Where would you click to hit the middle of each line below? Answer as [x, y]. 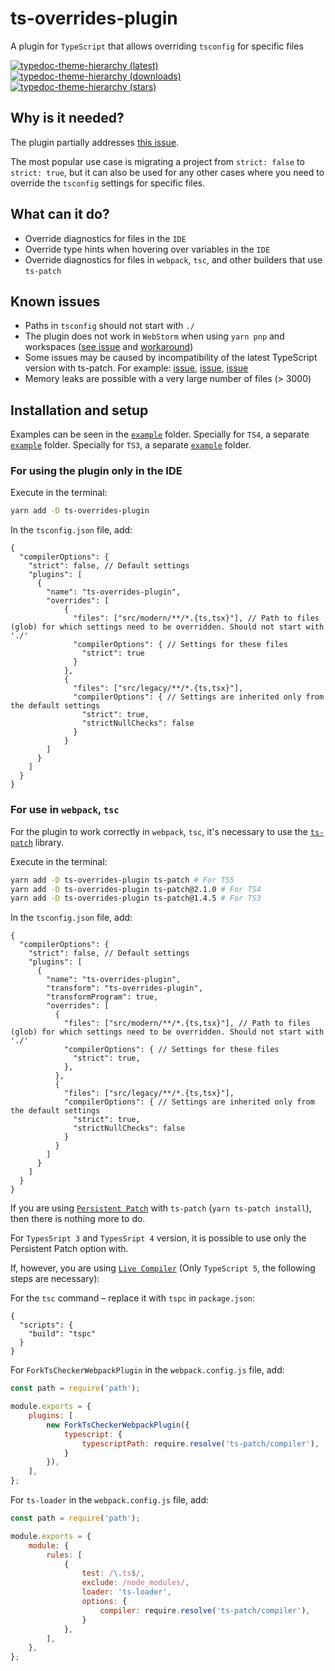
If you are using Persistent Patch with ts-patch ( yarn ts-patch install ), [161, 1208]
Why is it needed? [67, 118]
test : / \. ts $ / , [113, 1573]
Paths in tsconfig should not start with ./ [109, 326]
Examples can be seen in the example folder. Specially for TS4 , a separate [160, 434]
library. [49, 842]
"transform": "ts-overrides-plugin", [124, 988]
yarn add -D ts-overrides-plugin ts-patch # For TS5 [122, 880]
